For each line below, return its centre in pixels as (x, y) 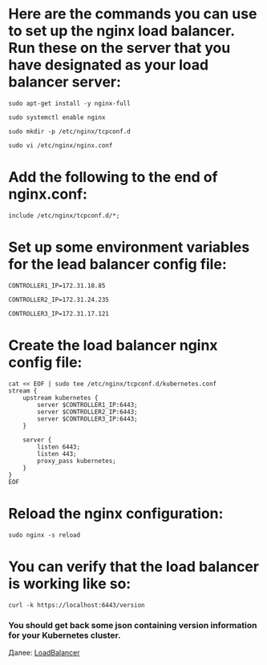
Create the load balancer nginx (113, 345)
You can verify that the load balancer (133, 566)
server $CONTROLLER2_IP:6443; (87, 412)
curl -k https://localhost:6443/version (77, 605)
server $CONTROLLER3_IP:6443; (87, 419)
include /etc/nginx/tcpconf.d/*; (64, 216)
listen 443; (57, 453)
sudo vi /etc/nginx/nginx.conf (61, 145)
